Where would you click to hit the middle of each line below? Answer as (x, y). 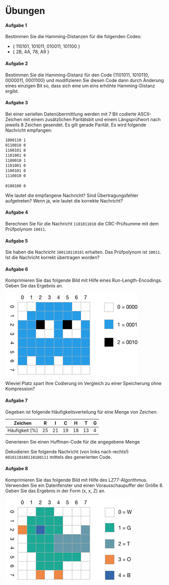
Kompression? (20, 389)
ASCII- (144, 114)
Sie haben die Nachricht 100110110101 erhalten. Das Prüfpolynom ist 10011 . (83, 252)
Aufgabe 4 (17, 212)
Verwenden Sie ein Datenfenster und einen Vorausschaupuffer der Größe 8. (84, 485)
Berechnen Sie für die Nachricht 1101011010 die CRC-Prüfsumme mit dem (82, 224)
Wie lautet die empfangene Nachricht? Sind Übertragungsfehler (72, 195)
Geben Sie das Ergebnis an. (34, 286)
